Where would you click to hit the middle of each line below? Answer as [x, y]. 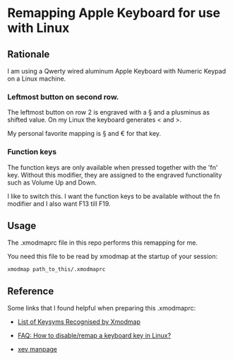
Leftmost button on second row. [63, 97]
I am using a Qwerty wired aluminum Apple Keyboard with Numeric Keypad [116, 71]
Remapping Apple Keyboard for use [114, 13]
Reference [31, 291]
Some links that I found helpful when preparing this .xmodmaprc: [102, 308]
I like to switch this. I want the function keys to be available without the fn [114, 196]
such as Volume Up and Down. [52, 182]
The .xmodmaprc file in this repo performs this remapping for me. [102, 243]
